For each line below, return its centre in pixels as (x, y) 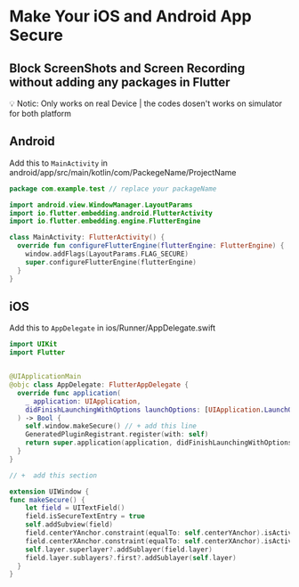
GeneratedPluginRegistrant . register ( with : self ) (117, 435)
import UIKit (33, 345)
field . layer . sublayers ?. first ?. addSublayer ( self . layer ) (131, 558)
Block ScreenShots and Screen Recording (127, 68)
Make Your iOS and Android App (130, 16)
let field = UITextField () (75, 508)
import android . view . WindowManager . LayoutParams (101, 205)
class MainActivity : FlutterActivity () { (87, 238)
